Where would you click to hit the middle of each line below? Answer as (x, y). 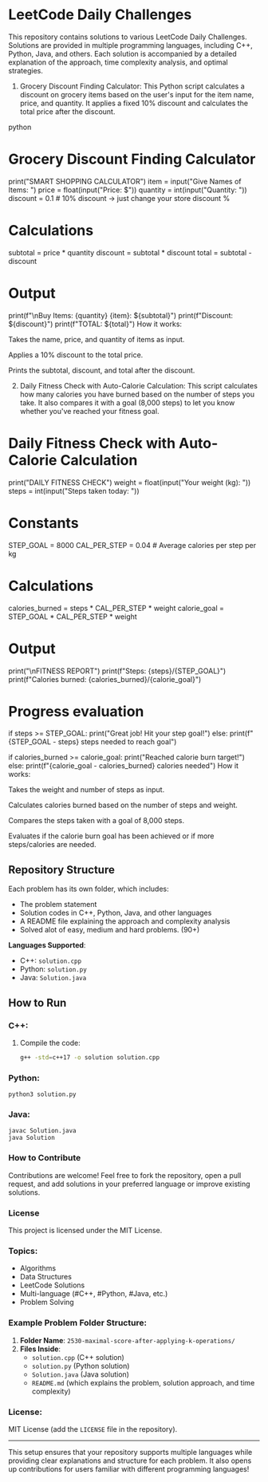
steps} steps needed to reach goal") (117, 742)
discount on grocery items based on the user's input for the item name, (137, 94)
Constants (43, 523)
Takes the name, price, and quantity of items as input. (97, 339)
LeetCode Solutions (52, 1285)
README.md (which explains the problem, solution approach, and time (143, 1382)
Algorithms (38, 1268)
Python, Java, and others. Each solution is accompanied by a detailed (122, 53)
